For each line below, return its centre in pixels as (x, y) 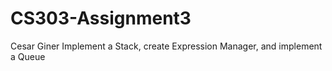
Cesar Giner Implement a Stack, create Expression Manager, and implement (166, 46)
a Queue (28, 56)
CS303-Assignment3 (101, 18)
